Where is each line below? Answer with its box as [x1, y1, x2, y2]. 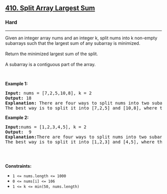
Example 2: [5, 114, 29, 120]
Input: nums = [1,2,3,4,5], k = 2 [5, 124, 87, 130]
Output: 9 [5, 129, 32, 135]
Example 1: [5, 81, 28, 87]
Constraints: [5, 163, 32, 169]
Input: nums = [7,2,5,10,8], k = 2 [5, 90, 92, 96]
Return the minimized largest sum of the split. [5, 51, 98, 57]
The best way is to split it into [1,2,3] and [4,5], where [5, 139, 155, 145]
